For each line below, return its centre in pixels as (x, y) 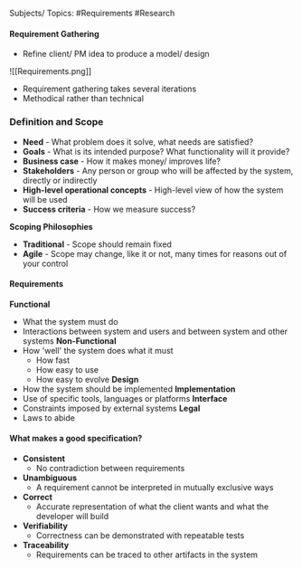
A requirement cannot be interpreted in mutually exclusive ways (155, 487)
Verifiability (45, 526)
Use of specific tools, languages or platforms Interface (125, 398)
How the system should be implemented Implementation (129, 389)
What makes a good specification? (76, 439)
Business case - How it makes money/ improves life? (122, 161)
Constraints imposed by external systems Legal (111, 408)
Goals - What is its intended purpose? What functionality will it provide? (156, 151)
